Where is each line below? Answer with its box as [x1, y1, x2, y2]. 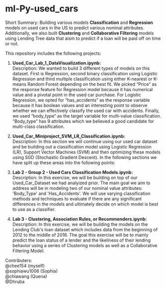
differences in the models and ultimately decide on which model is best [12, 201, 159, 207]
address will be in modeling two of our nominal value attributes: [12, 185, 143, 191]
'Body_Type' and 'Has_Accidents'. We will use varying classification [12, 190, 151, 196]
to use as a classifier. [12, 206, 56, 212]
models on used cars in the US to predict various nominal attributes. [5, 24, 145, 30]
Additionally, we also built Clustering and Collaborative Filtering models [5, 30, 154, 36]
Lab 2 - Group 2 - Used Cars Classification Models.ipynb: [12, 169, 133, 175]
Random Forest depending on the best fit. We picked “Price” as [27, 81, 157, 87]
